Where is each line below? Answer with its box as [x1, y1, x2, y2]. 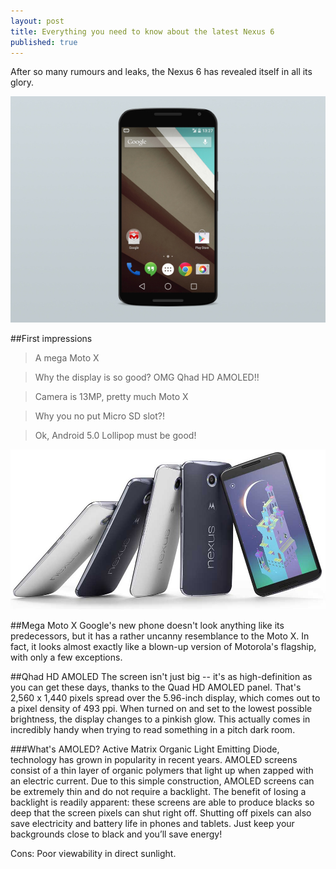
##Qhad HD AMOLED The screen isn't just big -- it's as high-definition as [10, 670, 313, 682]
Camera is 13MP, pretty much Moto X [34, 390, 189, 402]
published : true [10, 37, 78, 47]
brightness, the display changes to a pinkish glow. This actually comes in [10, 713, 311, 725]
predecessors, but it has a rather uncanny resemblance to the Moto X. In [10, 630, 310, 642]
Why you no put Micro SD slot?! [34, 410, 166, 422]
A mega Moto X [34, 351, 100, 364]
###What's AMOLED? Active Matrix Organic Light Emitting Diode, [10, 743, 280, 755]
